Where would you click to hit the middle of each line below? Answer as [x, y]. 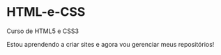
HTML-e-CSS [46, 12]
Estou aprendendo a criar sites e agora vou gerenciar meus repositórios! [110, 44]
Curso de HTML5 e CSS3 [43, 31]
